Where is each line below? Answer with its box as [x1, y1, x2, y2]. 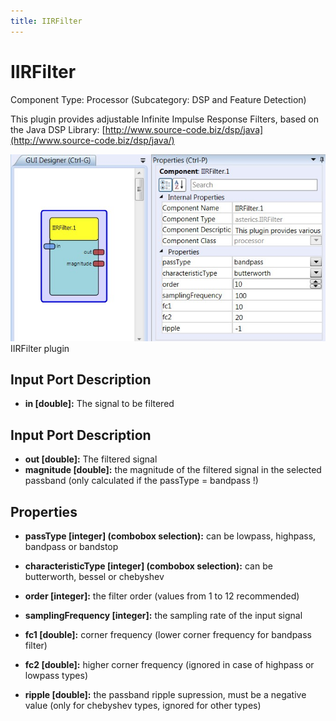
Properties [10, 503, 78, 520]
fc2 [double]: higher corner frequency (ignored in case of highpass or [24, 658, 315, 670]
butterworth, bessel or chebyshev [24, 570, 165, 582]
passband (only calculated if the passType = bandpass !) [24, 475, 259, 487]
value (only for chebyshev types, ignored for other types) [24, 699, 262, 711]
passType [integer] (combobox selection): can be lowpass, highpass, [24, 530, 317, 542]
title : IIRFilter [10, 16, 83, 26]
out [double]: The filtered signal [24, 453, 158, 465]
